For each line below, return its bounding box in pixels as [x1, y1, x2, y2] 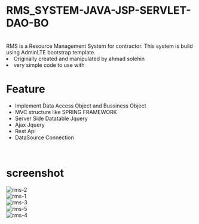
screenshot [6, 167, 65, 180]
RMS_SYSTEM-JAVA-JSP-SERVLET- [6, 4, 191, 17]
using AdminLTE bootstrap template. [6, 48, 96, 56]
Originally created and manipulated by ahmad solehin [14, 55, 145, 62]
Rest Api [14, 127, 36, 134]
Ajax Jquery [14, 121, 45, 128]
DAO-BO [6, 16, 49, 30]
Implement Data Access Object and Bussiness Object [14, 102, 146, 109]
